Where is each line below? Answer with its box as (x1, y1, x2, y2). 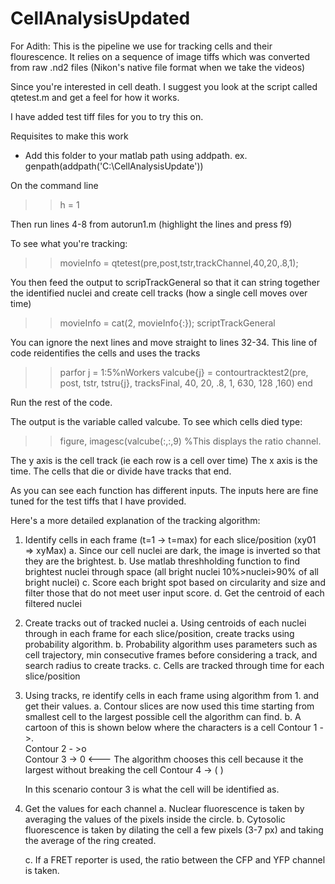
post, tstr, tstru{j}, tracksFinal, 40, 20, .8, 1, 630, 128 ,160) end (59, 377, 313, 389)
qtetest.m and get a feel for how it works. (10, 91, 180, 103)
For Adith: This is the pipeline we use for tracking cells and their (10, 40, 273, 52)
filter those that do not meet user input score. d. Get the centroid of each (24, 587, 325, 599)
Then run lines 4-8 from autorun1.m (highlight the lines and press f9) (10, 218, 293, 230)
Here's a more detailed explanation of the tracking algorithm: (10, 514, 261, 526)
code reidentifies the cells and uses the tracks (10, 347, 201, 359)
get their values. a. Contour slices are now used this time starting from (24, 700, 315, 712)
